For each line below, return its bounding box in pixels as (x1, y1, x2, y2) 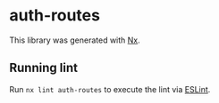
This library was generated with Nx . (9, 35, 140, 45)
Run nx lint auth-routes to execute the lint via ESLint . (9, 83, 211, 94)
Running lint (9, 60, 79, 75)
